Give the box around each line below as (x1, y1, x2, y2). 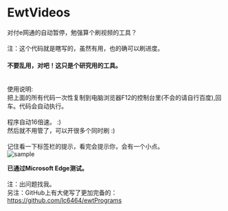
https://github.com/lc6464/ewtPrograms (7, 197, 122, 205)
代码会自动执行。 (19, 102, 67, 110)
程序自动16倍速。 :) (7, 118, 62, 126)
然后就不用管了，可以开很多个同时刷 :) (7, 127, 115, 135)
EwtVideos (7, 5, 71, 21)
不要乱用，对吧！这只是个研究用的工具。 (7, 61, 122, 69)
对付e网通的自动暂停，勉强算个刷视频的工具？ (7, 28, 137, 36)
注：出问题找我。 (7, 180, 56, 188)
